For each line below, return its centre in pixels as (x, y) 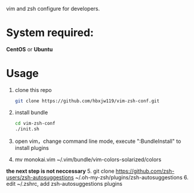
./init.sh (27, 129)
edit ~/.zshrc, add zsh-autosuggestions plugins (64, 183)
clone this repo (33, 90)
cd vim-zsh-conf (35, 123)
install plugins (32, 148)
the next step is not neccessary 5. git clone (60, 171)
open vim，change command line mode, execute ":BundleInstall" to (98, 141)
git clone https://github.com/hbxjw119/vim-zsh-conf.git (87, 101)
